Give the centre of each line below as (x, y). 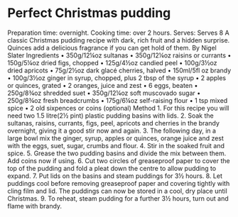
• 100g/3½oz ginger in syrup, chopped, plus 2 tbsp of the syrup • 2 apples (117, 78)
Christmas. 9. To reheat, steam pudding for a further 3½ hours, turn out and (118, 198)
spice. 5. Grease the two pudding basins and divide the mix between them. (117, 153)
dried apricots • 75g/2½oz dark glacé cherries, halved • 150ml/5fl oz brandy (119, 70)
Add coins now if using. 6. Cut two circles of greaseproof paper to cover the (119, 160)
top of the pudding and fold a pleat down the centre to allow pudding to (112, 168)
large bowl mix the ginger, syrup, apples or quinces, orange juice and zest (115, 138)
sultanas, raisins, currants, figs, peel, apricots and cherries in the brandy (114, 123)
